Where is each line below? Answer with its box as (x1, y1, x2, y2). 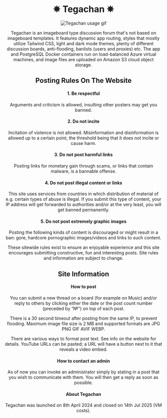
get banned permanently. (57, 207, 109, 213)
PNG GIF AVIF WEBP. (61, 326, 105, 332)
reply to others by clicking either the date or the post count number (14, 300, 153, 306)
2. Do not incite (67, 118, 99, 124)
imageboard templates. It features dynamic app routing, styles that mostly (7, 35, 160, 41)
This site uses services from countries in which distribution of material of (8, 191, 158, 197)
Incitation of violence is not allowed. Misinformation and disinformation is (8, 129, 159, 135)
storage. (74, 62, 92, 68)
